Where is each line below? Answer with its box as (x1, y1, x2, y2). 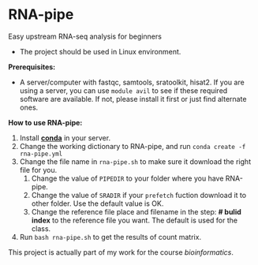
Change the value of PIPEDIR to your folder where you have (31, 174, 224, 183)
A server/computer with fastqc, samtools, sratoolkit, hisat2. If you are (19, 77, 245, 87)
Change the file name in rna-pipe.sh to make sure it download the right (19, 156, 251, 166)
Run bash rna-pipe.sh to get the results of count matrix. (19, 232, 202, 241)
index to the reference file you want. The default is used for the (31, 215, 238, 225)
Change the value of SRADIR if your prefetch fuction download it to (31, 190, 247, 200)
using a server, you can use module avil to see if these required (19, 85, 228, 95)
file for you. (19, 165, 58, 174)
